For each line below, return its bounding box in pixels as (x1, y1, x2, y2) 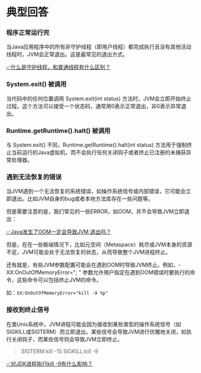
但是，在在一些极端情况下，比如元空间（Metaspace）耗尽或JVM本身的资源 (6, 241, 193, 248)
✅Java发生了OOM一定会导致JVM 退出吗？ (6, 228, 112, 235)
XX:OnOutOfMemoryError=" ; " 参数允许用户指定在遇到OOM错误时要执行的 (6, 269, 190, 276)
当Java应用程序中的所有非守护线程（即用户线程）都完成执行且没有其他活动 (6, 43, 192, 51)
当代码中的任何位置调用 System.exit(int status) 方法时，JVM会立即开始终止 (6, 94, 192, 102)
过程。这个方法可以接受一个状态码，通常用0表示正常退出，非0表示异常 (6, 102, 181, 109)
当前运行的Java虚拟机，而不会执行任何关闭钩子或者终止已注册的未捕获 (11, 149, 187, 156)
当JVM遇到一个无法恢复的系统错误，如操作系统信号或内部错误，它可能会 (6, 188, 186, 195)
